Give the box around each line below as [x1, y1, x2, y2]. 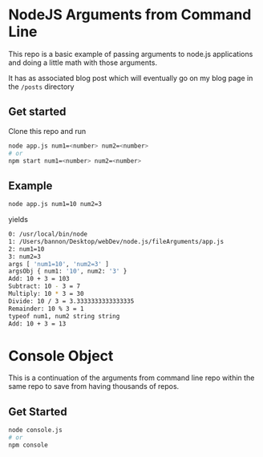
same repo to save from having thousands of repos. [8, 382, 180, 391]
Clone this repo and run [8, 126, 87, 135]
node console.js [8, 427, 63, 435]
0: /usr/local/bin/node [8, 230, 88, 238]
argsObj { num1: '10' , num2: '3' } [8, 267, 127, 276]
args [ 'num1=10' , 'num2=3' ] [8, 260, 110, 268]
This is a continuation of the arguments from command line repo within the [8, 373, 255, 382]
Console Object [8, 346, 114, 365]
